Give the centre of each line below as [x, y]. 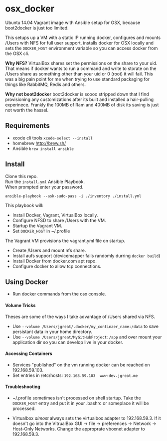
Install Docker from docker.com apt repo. [55, 261]
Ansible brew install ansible [43, 148]
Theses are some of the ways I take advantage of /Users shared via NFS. [80, 316]
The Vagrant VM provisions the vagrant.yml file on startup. [65, 240]
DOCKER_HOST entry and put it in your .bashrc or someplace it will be [81, 403]
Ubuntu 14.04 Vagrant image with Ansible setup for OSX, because [73, 22]
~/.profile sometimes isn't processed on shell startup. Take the [77, 397]
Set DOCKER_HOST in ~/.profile [41, 231]
